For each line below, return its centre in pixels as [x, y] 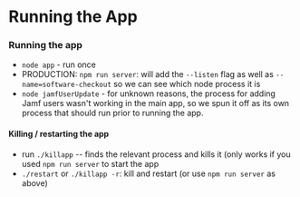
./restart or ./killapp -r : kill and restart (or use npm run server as [148, 173]
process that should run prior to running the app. [112, 113]
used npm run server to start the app [90, 163]
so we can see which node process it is [187, 84]
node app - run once [58, 64]
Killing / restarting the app [59, 134]
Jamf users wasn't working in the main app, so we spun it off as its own [155, 103]
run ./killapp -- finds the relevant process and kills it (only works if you [156, 154]
